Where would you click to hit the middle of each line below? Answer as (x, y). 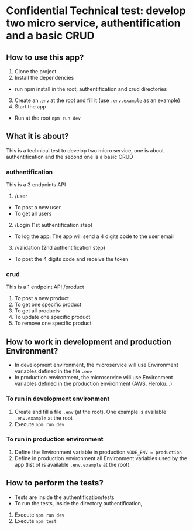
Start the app (30, 106)
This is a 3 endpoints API (36, 185)
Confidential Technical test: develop (96, 11)
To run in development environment (58, 399)
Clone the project (35, 71)
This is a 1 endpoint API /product (45, 287)
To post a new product (42, 298)
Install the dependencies (44, 78)
